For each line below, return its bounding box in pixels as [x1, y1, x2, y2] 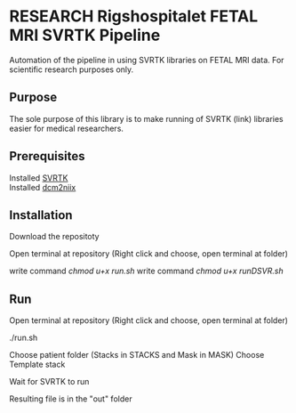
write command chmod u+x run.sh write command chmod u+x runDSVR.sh [9, 265, 284, 277]
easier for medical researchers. [9, 123, 124, 134]
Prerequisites [9, 149, 85, 164]
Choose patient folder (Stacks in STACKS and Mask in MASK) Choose [9, 350, 265, 360]
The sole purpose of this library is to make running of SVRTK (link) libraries [9, 113, 284, 124]
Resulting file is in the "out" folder [9, 393, 132, 404]
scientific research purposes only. [9, 64, 134, 75]
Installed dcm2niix [9, 182, 76, 192]
